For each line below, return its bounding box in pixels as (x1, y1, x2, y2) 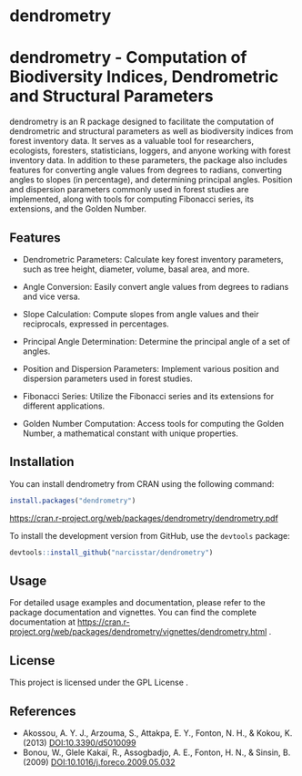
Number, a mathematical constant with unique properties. (22, 428, 239, 439)
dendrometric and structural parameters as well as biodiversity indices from (9, 126, 294, 137)
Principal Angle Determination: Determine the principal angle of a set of (22, 336, 291, 347)
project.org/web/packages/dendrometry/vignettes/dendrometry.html (9, 626, 267, 637)
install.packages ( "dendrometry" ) (9, 496, 136, 505)
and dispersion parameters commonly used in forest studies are (9, 184, 249, 195)
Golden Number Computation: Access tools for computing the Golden (22, 418, 285, 429)
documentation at (9, 616, 75, 627)
